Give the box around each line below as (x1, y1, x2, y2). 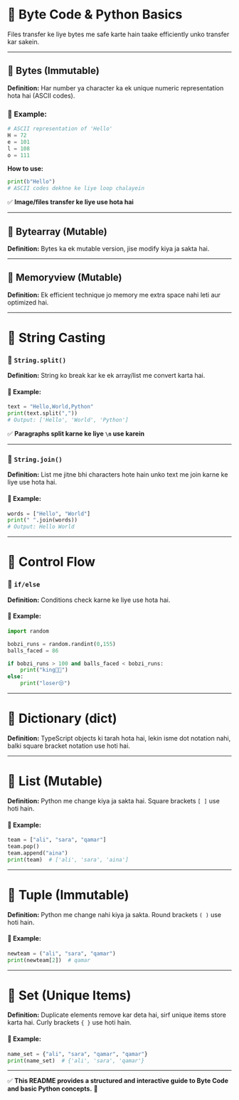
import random (7, 628, 50, 635)
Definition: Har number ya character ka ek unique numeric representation (7, 83, 224, 92)
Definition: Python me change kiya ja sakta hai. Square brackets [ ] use (7, 796, 221, 805)
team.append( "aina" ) (7, 850, 69, 857)
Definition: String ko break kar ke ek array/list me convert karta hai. (7, 371, 206, 380)
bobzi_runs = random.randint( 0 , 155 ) (7, 640, 116, 647)
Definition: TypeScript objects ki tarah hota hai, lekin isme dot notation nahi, (7, 734, 231, 742)
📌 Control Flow (7, 554, 96, 570)
